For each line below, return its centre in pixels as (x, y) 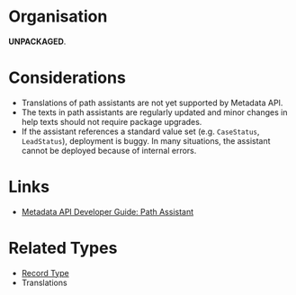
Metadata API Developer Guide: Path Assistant (108, 211)
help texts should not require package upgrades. (112, 121)
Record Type (45, 273)
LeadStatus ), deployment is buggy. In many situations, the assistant (146, 140)
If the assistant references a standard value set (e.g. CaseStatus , (140, 131)
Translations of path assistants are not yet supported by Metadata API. (152, 103)
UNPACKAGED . (37, 41)
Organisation (58, 17)
